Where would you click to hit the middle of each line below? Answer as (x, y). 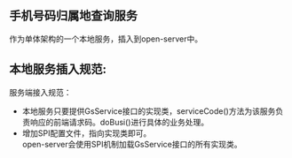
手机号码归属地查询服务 (73, 16)
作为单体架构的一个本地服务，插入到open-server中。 (106, 39)
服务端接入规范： (40, 92)
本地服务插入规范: (58, 69)
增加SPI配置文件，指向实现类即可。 (87, 133)
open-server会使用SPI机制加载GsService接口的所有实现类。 (132, 144)
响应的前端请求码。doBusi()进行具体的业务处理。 (119, 122)
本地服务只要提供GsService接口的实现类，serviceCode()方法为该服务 (149, 111)
